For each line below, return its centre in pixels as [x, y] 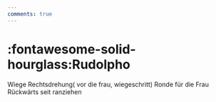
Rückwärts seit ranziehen [45, 92]
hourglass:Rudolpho [69, 64]
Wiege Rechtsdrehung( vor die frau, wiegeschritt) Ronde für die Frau [108, 84]
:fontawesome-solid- [72, 49]
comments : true [30, 14]
